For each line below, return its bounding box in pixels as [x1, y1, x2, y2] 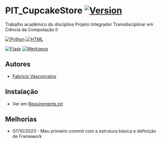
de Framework [12, 134, 42, 140]
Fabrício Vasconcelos [12, 73, 56, 79]
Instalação [5, 88, 39, 96]
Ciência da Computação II [5, 26, 58, 32]
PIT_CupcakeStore [5, 5, 83, 16]
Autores [5, 60, 31, 69]
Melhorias [5, 115, 37, 123]
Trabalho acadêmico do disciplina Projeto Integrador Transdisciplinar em [5, 21, 154, 27]
